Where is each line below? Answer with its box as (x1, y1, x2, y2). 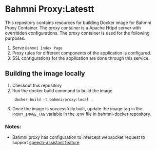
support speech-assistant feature (12, 140, 79, 146)
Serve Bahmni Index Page (12, 45, 62, 50)
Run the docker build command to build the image (12, 87, 113, 94)
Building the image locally (5, 70, 85, 78)
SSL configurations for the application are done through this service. (12, 55, 150, 61)
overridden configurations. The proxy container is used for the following (5, 30, 150, 36)
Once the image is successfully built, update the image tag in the (12, 105, 143, 111)
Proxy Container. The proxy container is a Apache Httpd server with (5, 25, 141, 30)
